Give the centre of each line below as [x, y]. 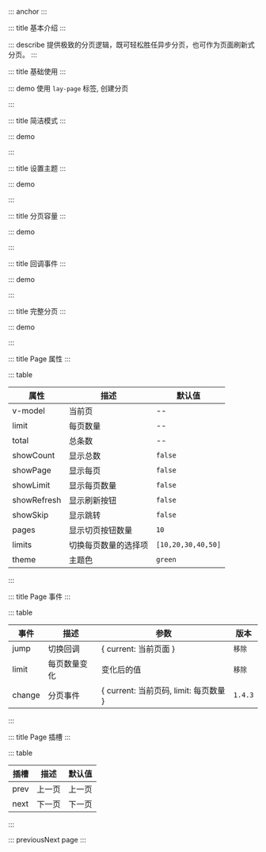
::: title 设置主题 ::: [37, 168]
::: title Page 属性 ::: [40, 359]
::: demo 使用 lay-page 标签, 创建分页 [68, 88]
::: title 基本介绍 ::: [37, 28]
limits [22, 545]
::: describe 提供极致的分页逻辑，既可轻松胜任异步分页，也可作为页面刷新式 [131, 44]
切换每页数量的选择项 [108, 545]
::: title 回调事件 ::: [37, 264]
